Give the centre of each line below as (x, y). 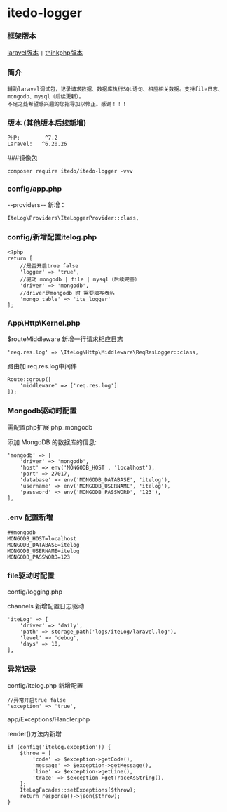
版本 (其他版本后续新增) (47, 123)
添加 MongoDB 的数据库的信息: (52, 442)
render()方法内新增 (34, 734)
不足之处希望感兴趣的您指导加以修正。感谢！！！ (67, 104)
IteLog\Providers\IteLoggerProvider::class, (73, 218)
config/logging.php (35, 592)
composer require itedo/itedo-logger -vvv (70, 171)
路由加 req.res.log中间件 (42, 366)
